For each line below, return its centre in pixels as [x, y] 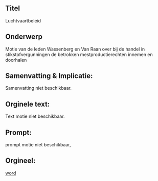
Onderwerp [24, 37]
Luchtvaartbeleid [23, 20]
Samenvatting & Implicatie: [49, 76]
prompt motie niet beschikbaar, [38, 145]
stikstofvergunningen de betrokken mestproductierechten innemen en [79, 54]
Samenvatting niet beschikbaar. [39, 88]
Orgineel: [20, 161]
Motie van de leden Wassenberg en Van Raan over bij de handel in [75, 49]
